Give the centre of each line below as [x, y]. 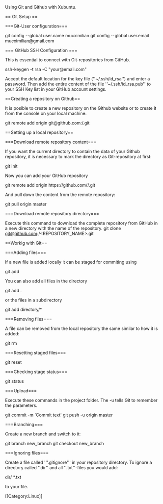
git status [14, 381]
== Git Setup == [21, 16]
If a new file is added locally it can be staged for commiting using [71, 262]
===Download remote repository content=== [51, 142]
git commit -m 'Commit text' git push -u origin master [59, 415]
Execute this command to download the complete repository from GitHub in [81, 223]
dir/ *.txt [13, 477]
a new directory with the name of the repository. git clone [63, 228]
